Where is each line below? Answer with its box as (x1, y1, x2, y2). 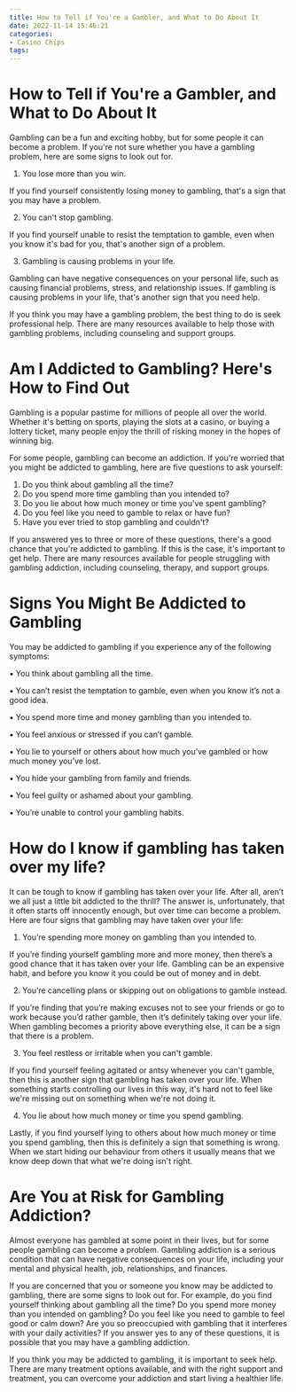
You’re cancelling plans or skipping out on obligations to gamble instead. (21, 985, 288, 996)
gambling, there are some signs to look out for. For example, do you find (9, 1289, 273, 1300)
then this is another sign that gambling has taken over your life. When (9, 1074, 263, 1084)
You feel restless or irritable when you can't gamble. (21, 1047, 213, 1058)
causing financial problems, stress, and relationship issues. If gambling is (9, 283, 277, 293)
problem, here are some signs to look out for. (9, 152, 174, 162)
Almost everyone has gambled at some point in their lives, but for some (9, 1234, 269, 1246)
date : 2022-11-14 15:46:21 (9, 21, 109, 30)
